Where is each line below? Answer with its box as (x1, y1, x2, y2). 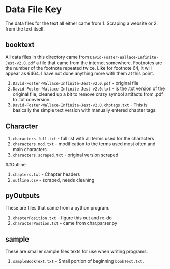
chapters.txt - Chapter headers (12, 171, 80, 177)
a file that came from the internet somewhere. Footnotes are (36, 59, 162, 66)
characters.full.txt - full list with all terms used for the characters (12, 135, 154, 141)
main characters (12, 146, 47, 152)
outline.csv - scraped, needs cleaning (12, 176, 95, 183)
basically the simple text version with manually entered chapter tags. (12, 107, 157, 113)
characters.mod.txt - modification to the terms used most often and (12, 141, 156, 147)
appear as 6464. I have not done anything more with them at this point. (5, 70, 154, 76)
